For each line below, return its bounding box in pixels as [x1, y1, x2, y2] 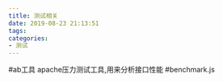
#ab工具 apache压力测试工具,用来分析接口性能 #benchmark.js [8, 65, 216, 75]
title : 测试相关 [8, 11, 58, 20]
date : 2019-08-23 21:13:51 [8, 19, 99, 27]
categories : [8, 34, 48, 43]
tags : [8, 27, 27, 35]
